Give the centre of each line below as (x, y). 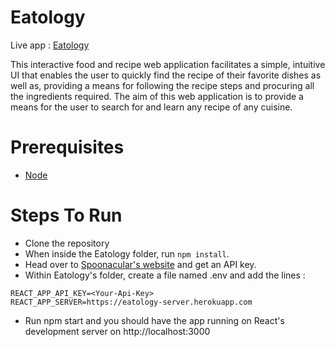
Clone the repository (67, 243)
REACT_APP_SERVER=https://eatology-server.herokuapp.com (131, 302)
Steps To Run (66, 215)
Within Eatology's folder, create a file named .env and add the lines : (165, 275)
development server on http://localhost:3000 (117, 331)
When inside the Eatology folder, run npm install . (127, 253)
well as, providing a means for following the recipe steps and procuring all (162, 85)
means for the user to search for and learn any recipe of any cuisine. (151, 107)
